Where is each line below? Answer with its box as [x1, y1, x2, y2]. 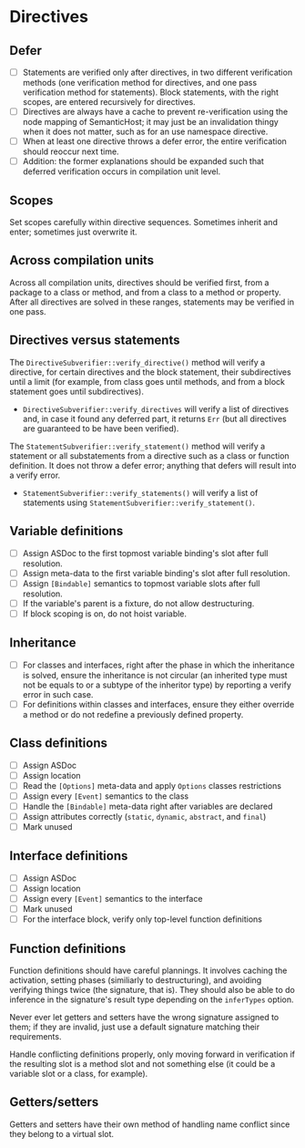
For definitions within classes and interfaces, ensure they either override [22, 698, 295, 709]
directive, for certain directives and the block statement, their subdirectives [9, 367, 291, 377]
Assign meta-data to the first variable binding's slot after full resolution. [22, 567, 290, 578]
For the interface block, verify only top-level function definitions [22, 914, 262, 925]
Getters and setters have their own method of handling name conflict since [9, 1119, 290, 1130]
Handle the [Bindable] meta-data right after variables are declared [22, 801, 273, 812]
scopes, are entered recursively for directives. [22, 97, 196, 108]
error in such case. [22, 688, 94, 699]
